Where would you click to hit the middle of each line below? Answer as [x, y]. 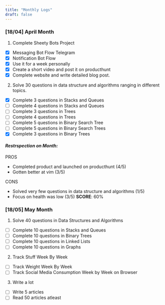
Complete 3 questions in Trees [44, 111]
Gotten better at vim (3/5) [39, 172]
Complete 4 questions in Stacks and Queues [58, 106]
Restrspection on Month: [32, 146]
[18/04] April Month [30, 32]
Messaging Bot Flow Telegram [43, 52]
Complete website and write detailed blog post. [61, 75]
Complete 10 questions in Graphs [46, 247]
